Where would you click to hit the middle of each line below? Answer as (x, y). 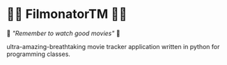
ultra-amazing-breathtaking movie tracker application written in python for (113, 46)
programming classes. (39, 54)
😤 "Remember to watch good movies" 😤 (63, 33)
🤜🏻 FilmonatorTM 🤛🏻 (67, 14)
